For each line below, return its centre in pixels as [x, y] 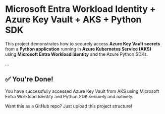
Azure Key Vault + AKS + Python [73, 19]
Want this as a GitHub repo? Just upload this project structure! [69, 106]
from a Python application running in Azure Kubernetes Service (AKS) [78, 49]
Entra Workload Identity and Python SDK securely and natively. [69, 96]
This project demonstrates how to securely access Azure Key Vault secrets [82, 43]
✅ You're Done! [29, 79]
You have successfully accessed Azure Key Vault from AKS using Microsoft [82, 91]
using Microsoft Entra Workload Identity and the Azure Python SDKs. [77, 54]
